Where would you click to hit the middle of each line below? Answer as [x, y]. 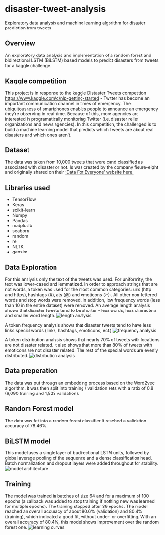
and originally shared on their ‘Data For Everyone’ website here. [69, 172]
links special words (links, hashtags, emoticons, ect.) [58, 330]
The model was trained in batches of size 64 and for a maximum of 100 [77, 496]
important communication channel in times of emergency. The [68, 103]
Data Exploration [31, 267]
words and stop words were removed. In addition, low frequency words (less [82, 300]
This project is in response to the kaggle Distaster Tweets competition [76, 93]
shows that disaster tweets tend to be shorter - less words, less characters [81, 310]
